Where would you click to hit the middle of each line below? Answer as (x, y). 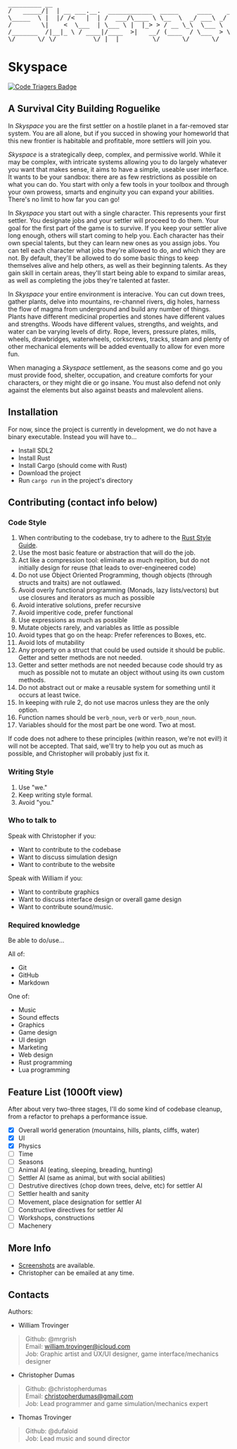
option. (28, 710)
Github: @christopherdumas (66, 1389)
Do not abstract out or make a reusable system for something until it (117, 688)
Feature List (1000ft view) (65, 1092)
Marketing (33, 1047)
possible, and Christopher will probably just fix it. (79, 753)
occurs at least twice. (49, 695)
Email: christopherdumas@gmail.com (79, 1396)
